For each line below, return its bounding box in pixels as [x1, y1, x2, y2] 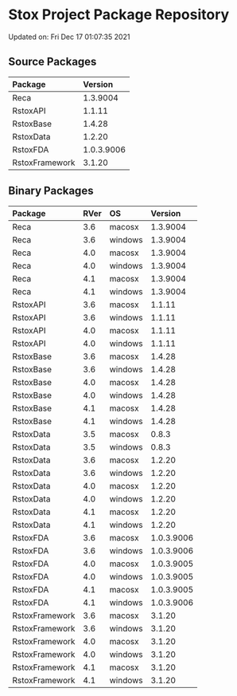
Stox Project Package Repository [8, 6, 230, 24]
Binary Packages [8, 184, 94, 198]
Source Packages [8, 55, 97, 69]
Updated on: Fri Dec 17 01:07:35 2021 [8, 32, 130, 41]
